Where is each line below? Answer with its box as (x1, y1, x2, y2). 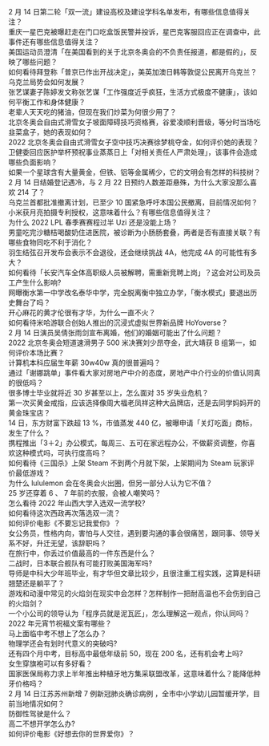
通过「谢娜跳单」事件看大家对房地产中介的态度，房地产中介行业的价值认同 (8, 368, 254, 377)
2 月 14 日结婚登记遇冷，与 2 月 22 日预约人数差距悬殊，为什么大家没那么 (8, 177, 251, 187)
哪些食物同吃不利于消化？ (8, 237, 93, 247)
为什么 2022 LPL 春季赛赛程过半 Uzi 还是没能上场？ (8, 217, 179, 227)
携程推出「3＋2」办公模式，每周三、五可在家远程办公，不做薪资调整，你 (8, 438, 249, 448)
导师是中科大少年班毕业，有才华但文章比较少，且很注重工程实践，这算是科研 (8, 569, 261, 578)
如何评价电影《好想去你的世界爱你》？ (8, 729, 134, 738)
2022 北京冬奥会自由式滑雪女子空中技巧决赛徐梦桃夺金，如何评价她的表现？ (8, 137, 259, 147)
